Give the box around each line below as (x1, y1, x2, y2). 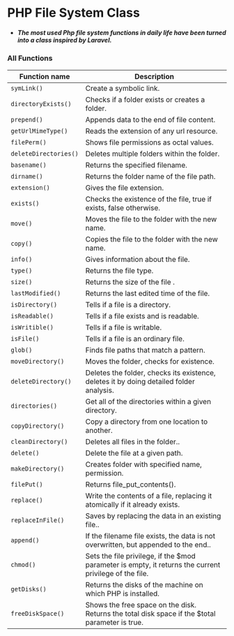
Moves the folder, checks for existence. (85, 356, 214, 366)
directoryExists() (10, 100, 72, 108)
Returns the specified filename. (85, 160, 188, 170)
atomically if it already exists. (85, 499, 180, 509)
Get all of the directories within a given (85, 397, 211, 406)
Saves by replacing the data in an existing (85, 511, 221, 521)
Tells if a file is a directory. (85, 299, 171, 309)
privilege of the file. (85, 568, 149, 578)
